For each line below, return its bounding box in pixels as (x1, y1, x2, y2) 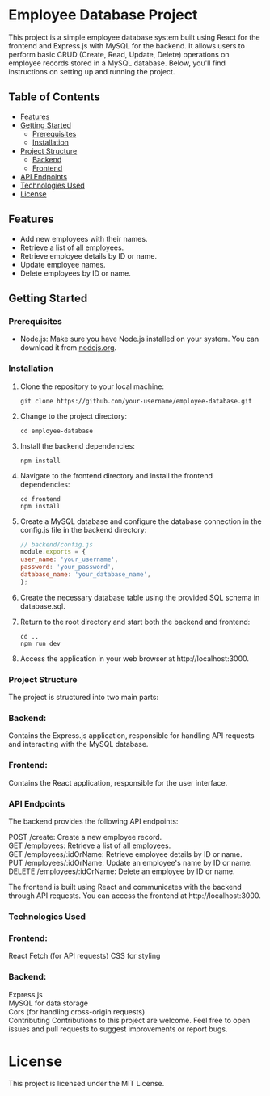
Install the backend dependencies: (19, 441, 136, 450)
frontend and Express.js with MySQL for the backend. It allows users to (8, 40, 245, 50)
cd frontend (19, 495, 61, 503)
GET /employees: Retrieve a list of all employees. (8, 841, 171, 850)
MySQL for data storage (8, 998, 89, 1008)
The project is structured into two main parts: (8, 693, 159, 702)
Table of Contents (8, 91, 101, 104)
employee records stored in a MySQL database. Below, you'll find (8, 58, 226, 68)
